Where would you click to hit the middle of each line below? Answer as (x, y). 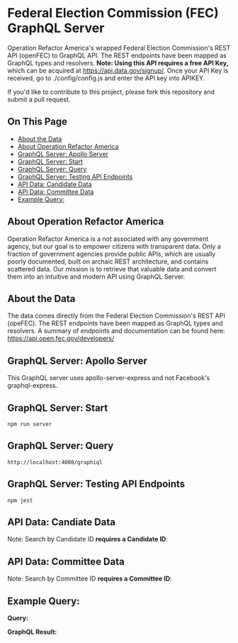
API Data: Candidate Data (55, 184)
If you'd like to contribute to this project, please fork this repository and (111, 92)
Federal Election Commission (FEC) (113, 13)
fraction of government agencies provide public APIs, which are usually (112, 254)
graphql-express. (33, 386)
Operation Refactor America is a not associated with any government (108, 239)
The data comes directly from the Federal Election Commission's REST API (116, 316)
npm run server (30, 424)
